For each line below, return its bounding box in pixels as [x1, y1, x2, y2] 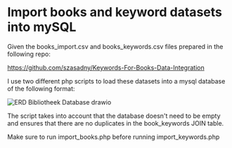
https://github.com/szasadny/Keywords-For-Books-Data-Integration [7, 63, 205, 72]
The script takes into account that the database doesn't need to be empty [7, 112, 221, 120]
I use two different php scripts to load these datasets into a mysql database [7, 76, 226, 85]
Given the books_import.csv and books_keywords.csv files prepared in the [7, 42, 224, 51]
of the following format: [7, 84, 75, 93]
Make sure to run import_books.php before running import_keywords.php [7, 133, 220, 141]
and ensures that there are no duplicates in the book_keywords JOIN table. [7, 119, 224, 127]
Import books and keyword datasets [7, 4, 223, 20]
